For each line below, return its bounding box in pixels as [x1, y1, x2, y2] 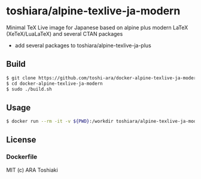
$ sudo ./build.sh [6, 86, 52, 92]
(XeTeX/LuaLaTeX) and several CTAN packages [6, 30, 123, 37]
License [6, 135, 36, 145]
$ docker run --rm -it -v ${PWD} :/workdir [6, 118, 114, 125]
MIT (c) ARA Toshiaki [6, 166, 58, 174]
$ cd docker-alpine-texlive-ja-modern [6, 81, 103, 87]
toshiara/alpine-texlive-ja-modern [6, 4, 181, 18]
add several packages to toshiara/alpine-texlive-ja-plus [14, 42, 151, 49]
